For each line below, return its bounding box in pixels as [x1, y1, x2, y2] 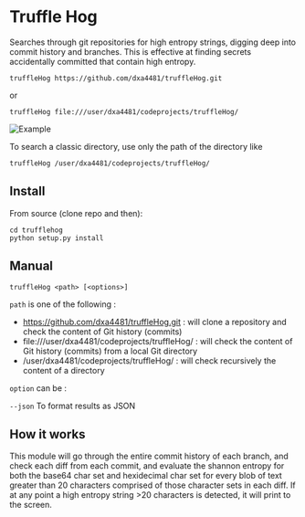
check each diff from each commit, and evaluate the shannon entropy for [9, 460, 285, 471]
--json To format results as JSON [9, 400, 136, 411]
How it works [9, 427, 86, 442]
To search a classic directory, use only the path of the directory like [9, 141, 263, 152]
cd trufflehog [9, 226, 64, 235]
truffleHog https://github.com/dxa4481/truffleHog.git [9, 73, 223, 83]
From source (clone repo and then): [9, 207, 143, 218]
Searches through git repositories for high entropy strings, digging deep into [9, 37, 297, 47]
